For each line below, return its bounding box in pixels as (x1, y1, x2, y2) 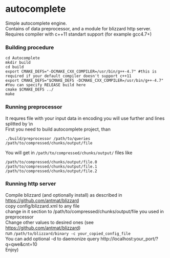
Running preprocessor (5, 103, 62, 110)
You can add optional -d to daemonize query (5, 235, 100, 242)
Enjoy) (5, 246, 19, 252)
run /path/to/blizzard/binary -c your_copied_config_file (5, 230, 131, 236)
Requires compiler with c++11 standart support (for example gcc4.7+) (5, 31, 152, 37)
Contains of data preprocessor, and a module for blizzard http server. (5, 25, 152, 31)
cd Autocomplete (5, 56, 40, 61)
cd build (5, 65, 24, 70)
